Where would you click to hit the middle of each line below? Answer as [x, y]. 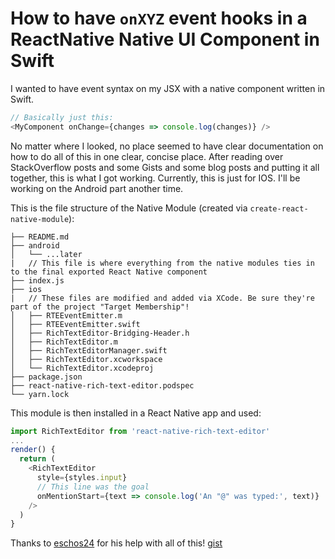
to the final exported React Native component [109, 272]
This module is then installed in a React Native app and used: [136, 413]
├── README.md [40, 237]
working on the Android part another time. [97, 188]
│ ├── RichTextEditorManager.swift [89, 350]
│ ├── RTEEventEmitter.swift [75, 324]
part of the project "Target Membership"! [100, 307]
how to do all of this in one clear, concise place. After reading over [147, 156]
